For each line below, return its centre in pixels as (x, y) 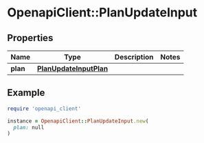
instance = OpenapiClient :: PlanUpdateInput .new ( (78, 121)
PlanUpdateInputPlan (72, 68)
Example (26, 93)
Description (134, 57)
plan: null (29, 127)
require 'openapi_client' (44, 108)
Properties (30, 38)
